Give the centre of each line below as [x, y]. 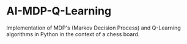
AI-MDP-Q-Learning [59, 11]
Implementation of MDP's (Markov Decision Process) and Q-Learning [94, 28]
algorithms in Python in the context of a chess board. [73, 34]
